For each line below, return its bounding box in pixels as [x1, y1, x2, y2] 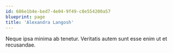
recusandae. [5, 41, 36, 48]
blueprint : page [5, 14, 45, 20]
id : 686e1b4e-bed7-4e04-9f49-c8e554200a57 [5, 8, 111, 15]
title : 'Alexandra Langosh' [5, 19, 74, 25]
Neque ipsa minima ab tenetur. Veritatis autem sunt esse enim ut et [5, 36, 168, 43]
